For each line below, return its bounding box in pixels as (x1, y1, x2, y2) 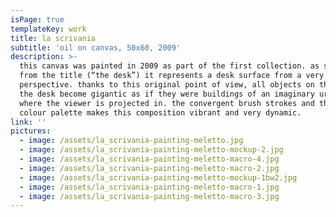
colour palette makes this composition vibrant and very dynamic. (19, 107, 302, 118)
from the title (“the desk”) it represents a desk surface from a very (19, 71, 325, 81)
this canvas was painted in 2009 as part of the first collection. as (19, 61, 320, 71)
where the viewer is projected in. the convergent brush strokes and (19, 98, 315, 108)
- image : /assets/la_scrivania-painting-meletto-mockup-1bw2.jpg (19, 172, 298, 183)
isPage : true (10, 14, 65, 25)
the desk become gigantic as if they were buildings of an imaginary (19, 89, 315, 99)
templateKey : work (10, 24, 87, 34)
